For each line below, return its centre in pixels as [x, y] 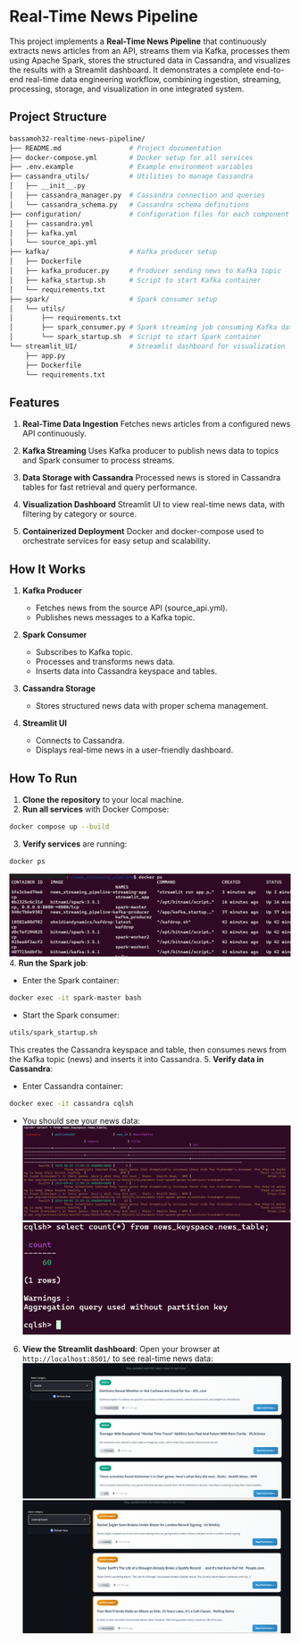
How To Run [43, 778]
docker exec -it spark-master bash [75, 998]
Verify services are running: [75, 844]
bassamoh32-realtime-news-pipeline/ [77, 139]
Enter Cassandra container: [72, 1086]
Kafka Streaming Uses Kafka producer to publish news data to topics [150, 451]
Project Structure [58, 117]
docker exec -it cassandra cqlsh [71, 1104]
